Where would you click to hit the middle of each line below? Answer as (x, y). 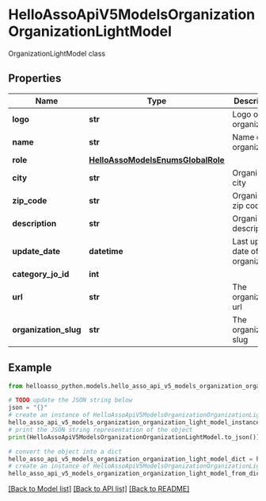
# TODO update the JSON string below (70, 400)
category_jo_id (41, 274)
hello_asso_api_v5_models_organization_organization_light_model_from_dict (136, 474)
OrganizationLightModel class (57, 53)
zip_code (30, 200)
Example (30, 368)
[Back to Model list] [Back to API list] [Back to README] (99, 489)
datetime (106, 251)
